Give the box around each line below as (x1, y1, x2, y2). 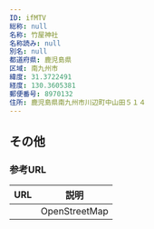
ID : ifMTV (9, 13, 47, 23)
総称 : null (9, 22, 48, 31)
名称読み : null (9, 38, 62, 48)
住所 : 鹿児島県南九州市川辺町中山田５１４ (9, 97, 147, 107)
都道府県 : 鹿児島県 (9, 55, 72, 65)
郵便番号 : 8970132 (9, 89, 74, 98)
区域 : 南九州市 (9, 65, 59, 74)
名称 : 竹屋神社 (9, 30, 59, 39)
